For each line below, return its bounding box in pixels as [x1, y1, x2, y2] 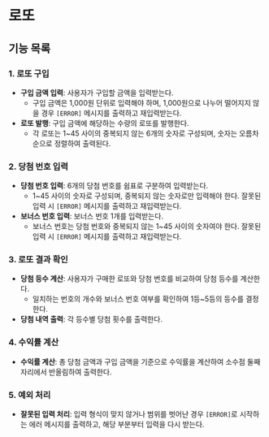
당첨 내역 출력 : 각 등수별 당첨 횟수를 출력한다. [20, 314, 163, 324]
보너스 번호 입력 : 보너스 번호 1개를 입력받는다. [20, 211, 164, 221]
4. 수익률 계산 [8, 337, 59, 348]
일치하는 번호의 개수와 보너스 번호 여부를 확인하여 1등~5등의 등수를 [32, 294, 244, 304]
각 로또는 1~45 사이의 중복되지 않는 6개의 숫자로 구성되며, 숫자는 [32, 128, 238, 138]
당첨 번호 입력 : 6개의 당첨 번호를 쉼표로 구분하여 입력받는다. [20, 181, 209, 191]
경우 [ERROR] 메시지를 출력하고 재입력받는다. [41, 108, 182, 118]
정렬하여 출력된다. [54, 138, 111, 148]
